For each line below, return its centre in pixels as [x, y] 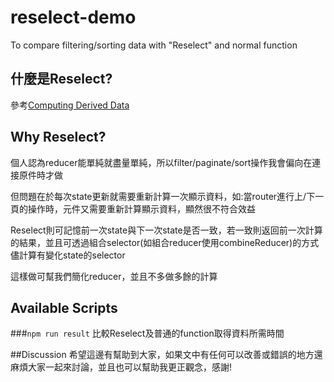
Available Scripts [64, 307]
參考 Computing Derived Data [70, 105]
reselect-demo [73, 17]
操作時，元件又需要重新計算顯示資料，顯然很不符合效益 [141, 208]
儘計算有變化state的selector [68, 255]
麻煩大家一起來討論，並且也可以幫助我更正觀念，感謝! [121, 367]
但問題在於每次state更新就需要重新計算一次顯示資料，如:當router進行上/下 [163, 196]
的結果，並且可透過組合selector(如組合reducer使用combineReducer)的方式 [165, 242]
